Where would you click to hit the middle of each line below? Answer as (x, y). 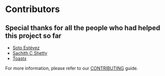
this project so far (33, 35)
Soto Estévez (26, 48)
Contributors (33, 9)
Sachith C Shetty (30, 53)
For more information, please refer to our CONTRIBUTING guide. (72, 68)
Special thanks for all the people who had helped (83, 28)
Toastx (19, 58)
